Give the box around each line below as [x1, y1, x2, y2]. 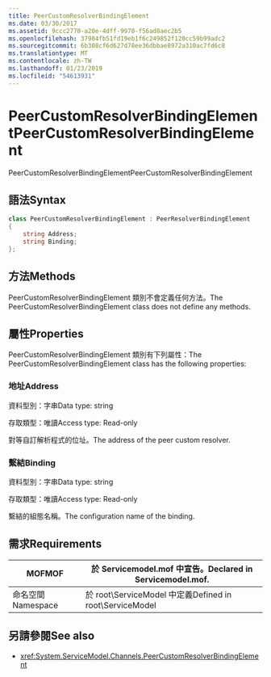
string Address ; [23, 230, 78, 238]
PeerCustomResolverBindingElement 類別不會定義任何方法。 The [8, 292, 223, 302]
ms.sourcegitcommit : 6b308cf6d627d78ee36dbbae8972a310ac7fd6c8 [8, 42, 226, 50]
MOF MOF [26, 567, 65, 578]
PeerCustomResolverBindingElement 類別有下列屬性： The [8, 350, 202, 360]
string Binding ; [23, 238, 78, 246]
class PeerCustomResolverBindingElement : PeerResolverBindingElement [8, 215, 251, 223]
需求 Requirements [8, 537, 102, 551]
